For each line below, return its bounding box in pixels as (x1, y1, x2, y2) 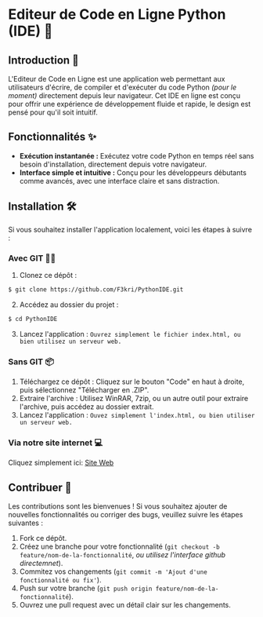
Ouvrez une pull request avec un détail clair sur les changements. (19, 601, 231, 610)
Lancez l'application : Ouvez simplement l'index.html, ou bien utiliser (19, 410, 255, 419)
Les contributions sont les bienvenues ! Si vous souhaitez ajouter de (8, 502, 228, 511)
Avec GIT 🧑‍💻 (8, 253, 56, 264)
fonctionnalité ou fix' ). (19, 575, 102, 585)
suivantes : (8, 518, 43, 528)
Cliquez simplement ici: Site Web (8, 458, 114, 468)
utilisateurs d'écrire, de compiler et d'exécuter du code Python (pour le (8, 82, 237, 92)
